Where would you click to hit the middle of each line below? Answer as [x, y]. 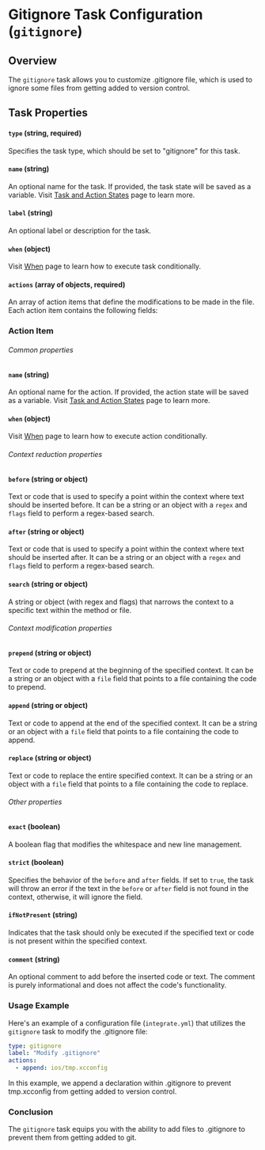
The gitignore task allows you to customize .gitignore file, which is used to [131, 80]
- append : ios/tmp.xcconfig [62, 1068]
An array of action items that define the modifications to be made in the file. [131, 302]
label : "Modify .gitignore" [55, 1053]
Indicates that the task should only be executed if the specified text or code [131, 933]
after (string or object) [46, 531]
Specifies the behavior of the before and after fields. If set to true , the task [131, 880]
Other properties [35, 802]
